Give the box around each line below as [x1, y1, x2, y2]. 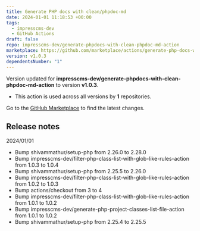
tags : [6, 20, 20, 26]
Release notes [6, 121, 60, 132]
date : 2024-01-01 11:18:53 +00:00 [6, 14, 92, 20]
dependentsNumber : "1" [6, 58, 62, 64]
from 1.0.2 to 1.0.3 [14, 180, 58, 188]
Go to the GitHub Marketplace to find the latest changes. [6, 104, 145, 111]
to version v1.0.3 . [55, 81, 99, 88]
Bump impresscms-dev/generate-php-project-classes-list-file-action [14, 206, 185, 213]
